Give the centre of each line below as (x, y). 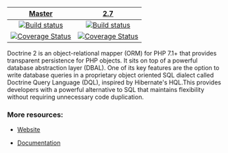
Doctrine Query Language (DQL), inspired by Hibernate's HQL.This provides (114, 82)
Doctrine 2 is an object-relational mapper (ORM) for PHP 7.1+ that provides (112, 53)
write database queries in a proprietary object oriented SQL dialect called (111, 75)
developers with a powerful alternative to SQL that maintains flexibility (106, 90)
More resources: (35, 115)
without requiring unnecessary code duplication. (75, 97)
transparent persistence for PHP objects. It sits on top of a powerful (102, 60)
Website (29, 130)
